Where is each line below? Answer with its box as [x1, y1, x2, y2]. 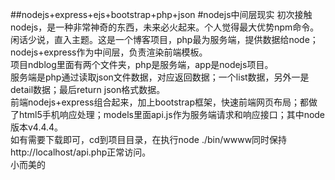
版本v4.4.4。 [10, 121, 64, 133]
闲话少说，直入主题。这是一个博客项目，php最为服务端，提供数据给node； [10, 34, 319, 45]
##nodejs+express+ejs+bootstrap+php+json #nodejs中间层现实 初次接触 [10, 9, 313, 20]
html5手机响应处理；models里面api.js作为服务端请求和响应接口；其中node [18, 109, 326, 120]
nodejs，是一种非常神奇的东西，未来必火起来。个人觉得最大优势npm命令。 [10, 21, 320, 33]
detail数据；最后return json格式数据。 [10, 84, 166, 95]
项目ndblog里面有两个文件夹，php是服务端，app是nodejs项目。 [10, 59, 274, 70]
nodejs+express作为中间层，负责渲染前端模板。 [10, 46, 208, 58]
